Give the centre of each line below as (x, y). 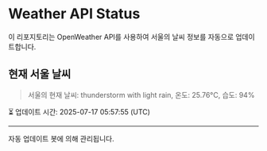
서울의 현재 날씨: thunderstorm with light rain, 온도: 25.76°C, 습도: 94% (141, 95)
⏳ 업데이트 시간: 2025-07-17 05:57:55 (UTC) (79, 111)
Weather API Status (74, 14)
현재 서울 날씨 (40, 74)
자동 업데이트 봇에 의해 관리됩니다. (61, 138)
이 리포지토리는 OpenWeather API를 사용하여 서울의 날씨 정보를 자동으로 (121, 37)
